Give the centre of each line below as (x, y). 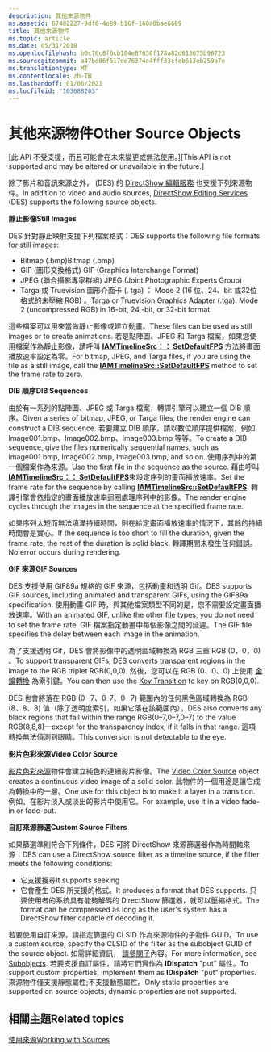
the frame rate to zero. (46, 374)
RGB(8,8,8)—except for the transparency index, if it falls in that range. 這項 (132, 727)
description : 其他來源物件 (50, 16)
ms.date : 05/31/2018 (43, 46)
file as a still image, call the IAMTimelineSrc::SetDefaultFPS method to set (133, 366)
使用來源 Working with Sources (59, 1040)
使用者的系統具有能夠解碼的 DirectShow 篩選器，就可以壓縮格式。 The (143, 900)
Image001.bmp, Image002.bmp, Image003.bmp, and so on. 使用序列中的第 (133, 457)
